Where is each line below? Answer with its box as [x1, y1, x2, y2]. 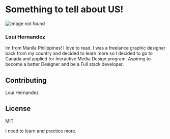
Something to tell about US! [5, 4, 124, 15]
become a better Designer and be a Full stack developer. [5, 61, 124, 67]
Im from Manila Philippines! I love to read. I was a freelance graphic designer [5, 45, 166, 51]
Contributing [5, 76, 47, 85]
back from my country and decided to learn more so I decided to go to [5, 50, 153, 57]
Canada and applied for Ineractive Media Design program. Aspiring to [5, 56, 151, 62]
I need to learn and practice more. [5, 128, 77, 134]
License [5, 104, 31, 113]
